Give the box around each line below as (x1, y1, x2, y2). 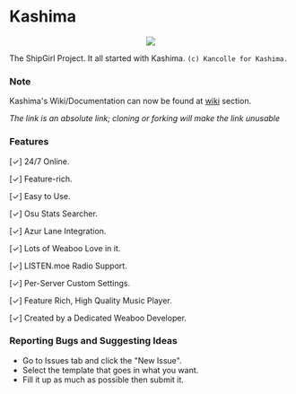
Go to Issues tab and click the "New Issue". (22, 355, 182, 365)
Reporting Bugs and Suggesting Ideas (9, 335, 178, 347)
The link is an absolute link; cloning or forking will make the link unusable (9, 113, 281, 124)
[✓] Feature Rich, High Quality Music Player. (9, 294, 172, 306)
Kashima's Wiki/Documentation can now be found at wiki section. (9, 96, 252, 107)
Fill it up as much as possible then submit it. (22, 374, 184, 385)
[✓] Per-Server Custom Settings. (9, 277, 131, 288)
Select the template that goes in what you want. (22, 364, 199, 375)
